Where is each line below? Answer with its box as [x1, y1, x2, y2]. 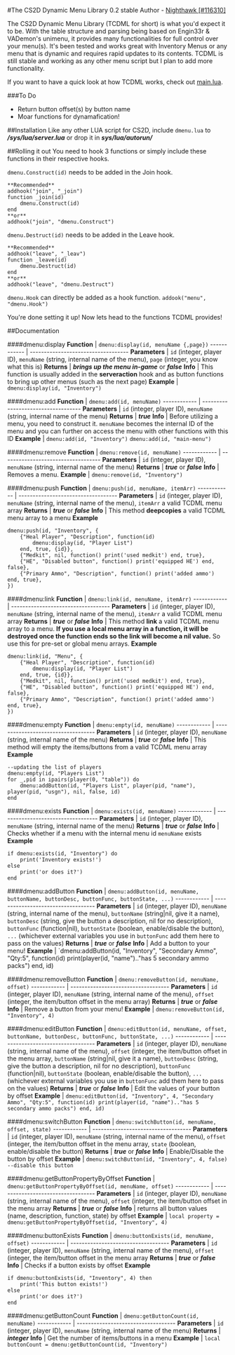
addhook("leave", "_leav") [7, 250, 86, 257]
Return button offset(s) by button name [17, 105, 131, 113]
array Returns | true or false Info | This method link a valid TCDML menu [7, 617, 220, 625]
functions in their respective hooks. [7, 154, 110, 163]
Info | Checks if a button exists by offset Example [7, 1261, 151, 1269]
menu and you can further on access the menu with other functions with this [7, 427, 229, 435]
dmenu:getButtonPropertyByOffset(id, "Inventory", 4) [7, 1219, 168, 1226]
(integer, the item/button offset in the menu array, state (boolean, [7, 1140, 196, 1148]
